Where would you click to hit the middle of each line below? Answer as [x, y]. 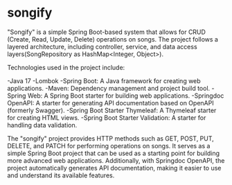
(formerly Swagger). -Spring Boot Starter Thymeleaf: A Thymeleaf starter [112, 110]
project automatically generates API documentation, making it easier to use [114, 168]
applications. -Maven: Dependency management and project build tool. [109, 88]
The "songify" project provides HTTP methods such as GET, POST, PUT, [111, 138]
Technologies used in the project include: [66, 67]
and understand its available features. [61, 175]
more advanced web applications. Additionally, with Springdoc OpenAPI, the [116, 160]
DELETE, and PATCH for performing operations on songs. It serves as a [109, 146]
